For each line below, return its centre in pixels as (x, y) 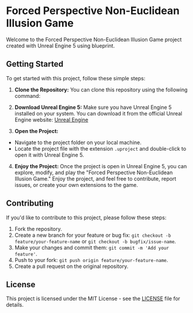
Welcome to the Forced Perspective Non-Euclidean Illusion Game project (94, 39)
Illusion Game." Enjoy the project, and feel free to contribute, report (95, 178)
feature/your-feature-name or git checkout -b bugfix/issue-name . (95, 241)
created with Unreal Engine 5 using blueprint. (61, 46)
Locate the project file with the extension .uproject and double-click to (100, 148)
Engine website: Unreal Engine (51, 120)
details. (15, 305)
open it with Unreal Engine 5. (49, 155)
